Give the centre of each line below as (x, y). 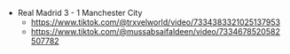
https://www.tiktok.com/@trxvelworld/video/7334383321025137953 (156, 22)
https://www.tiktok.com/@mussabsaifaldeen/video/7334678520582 (156, 31)
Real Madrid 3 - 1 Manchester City (80, 13)
